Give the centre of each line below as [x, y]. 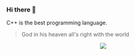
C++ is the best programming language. [57, 23]
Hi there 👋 [21, 10]
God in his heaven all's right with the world [75, 34]
